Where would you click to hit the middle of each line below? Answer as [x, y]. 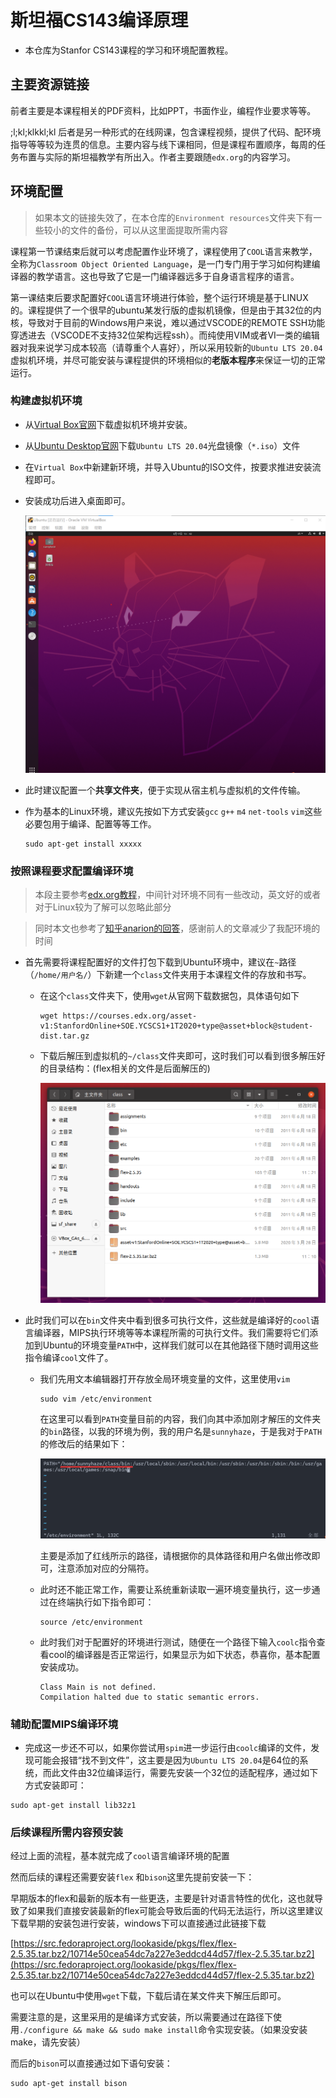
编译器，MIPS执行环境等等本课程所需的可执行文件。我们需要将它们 [171, 1333]
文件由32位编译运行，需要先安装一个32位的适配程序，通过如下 [189, 1773]
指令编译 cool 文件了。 [69, 1358]
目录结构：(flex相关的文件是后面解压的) [129, 1068]
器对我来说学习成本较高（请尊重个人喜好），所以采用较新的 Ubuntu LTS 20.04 [166, 347]
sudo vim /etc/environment [96, 1399]
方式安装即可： [55, 1785]
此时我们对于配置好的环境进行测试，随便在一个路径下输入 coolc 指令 [178, 1642]
